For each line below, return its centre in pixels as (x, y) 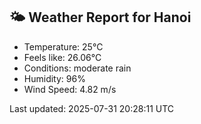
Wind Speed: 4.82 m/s (70, 89)
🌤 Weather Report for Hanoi (100, 17)
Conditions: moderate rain (77, 68)
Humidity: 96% (54, 78)
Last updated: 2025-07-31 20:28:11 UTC (92, 108)
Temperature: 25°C (63, 46)
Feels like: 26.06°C (62, 57)
